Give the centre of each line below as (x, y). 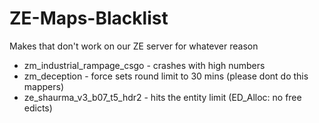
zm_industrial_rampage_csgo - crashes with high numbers (144, 65)
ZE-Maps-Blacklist (89, 18)
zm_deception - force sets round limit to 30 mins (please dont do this (166, 76)
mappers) (43, 86)
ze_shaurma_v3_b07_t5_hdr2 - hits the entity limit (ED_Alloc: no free (162, 97)
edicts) (38, 108)
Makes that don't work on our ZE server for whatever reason (134, 46)
